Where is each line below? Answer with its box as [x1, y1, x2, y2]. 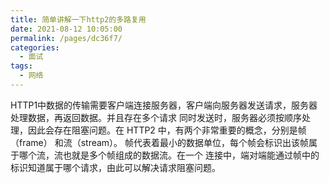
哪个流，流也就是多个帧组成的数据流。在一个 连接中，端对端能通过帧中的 [18, 149, 320, 161]
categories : [10, 42, 60, 53]
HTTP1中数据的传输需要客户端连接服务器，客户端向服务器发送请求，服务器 [10, 99, 318, 111]
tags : [10, 61, 33, 71]
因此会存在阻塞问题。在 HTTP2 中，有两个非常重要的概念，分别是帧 [27, 124, 307, 136]
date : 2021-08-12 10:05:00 [10, 24, 123, 34]
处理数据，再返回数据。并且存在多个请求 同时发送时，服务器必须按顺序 [10, 111, 302, 123]
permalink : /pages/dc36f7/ [10, 33, 123, 43]
